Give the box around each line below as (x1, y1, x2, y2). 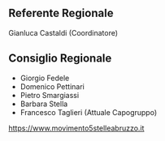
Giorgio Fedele (20, 73, 70, 83)
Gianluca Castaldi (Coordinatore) (8, 28, 119, 37)
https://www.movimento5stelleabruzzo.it (8, 123, 145, 133)
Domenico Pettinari (20, 81, 85, 92)
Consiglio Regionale (8, 52, 112, 66)
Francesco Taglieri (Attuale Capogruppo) (20, 107, 158, 117)
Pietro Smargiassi (20, 90, 80, 100)
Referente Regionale (8, 6, 114, 20)
